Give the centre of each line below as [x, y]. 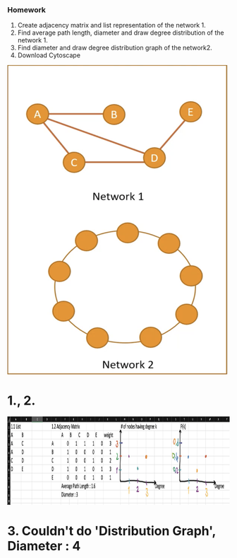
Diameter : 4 [44, 546]
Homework [26, 10]
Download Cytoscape [49, 55]
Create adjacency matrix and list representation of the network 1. [111, 25]
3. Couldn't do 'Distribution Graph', [112, 531]
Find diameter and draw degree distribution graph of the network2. [115, 48]
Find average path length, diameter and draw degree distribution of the [121, 33]
